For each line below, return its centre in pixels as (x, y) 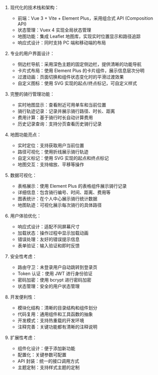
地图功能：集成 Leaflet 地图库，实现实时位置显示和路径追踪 (79, 36)
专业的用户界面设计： (32, 53)
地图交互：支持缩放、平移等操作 (51, 164)
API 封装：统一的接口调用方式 (48, 361)
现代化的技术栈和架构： (34, 7)
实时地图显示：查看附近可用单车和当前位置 (62, 105)
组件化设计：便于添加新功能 (46, 348)
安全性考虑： (23, 256)
